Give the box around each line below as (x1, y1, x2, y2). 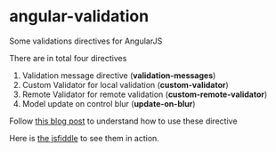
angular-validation (9, 6, 150, 27)
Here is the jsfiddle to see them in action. (9, 132, 160, 143)
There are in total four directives (9, 52, 127, 63)
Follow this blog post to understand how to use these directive (9, 116, 238, 126)
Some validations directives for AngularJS (9, 36, 163, 46)
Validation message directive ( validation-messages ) (21, 69, 216, 81)
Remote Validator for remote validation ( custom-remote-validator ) (21, 89, 268, 100)
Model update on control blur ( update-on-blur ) (21, 98, 196, 108)
